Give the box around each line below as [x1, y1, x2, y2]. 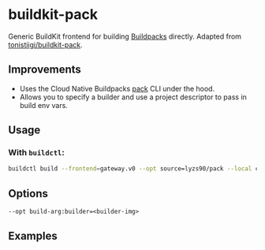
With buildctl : [8, 147, 65, 159]
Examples [8, 229, 58, 242]
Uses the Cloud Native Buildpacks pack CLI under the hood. [19, 84, 215, 93]
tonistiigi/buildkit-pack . [8, 39, 83, 49]
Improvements [8, 63, 81, 76]
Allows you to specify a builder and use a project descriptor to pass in [19, 92, 247, 102]
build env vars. [19, 100, 69, 110]
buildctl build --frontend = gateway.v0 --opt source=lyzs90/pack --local [8, 165, 252, 173]
